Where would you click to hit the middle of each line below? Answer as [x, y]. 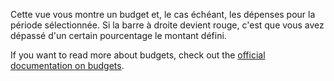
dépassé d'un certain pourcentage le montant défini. [118, 35]
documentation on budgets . [67, 65]
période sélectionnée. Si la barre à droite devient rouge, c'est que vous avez [167, 25]
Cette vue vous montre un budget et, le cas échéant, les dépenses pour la [163, 14]
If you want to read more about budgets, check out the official [138, 55]
